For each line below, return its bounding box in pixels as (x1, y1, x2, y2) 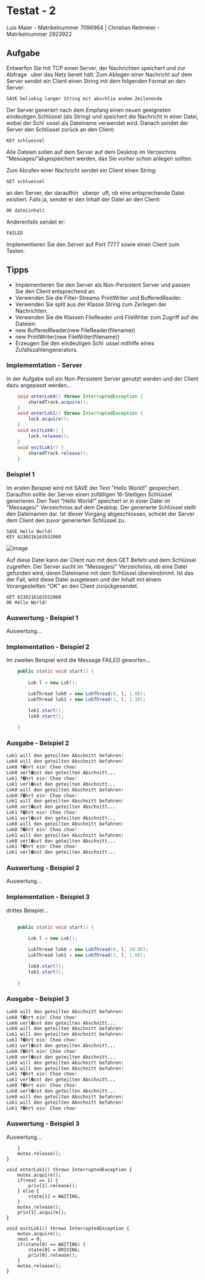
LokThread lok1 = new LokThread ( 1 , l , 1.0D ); (28, 952, 146, 959)
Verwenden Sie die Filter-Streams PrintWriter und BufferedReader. (15, 294, 182, 301)
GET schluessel (6, 178, 45, 184)
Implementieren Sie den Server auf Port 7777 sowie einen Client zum (6, 241, 180, 248)
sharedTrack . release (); (28, 450, 88, 456)
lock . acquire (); (28, 416, 70, 422)
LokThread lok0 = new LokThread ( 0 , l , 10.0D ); (28, 947, 149, 953)
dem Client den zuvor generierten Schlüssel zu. (6, 517, 126, 524)
